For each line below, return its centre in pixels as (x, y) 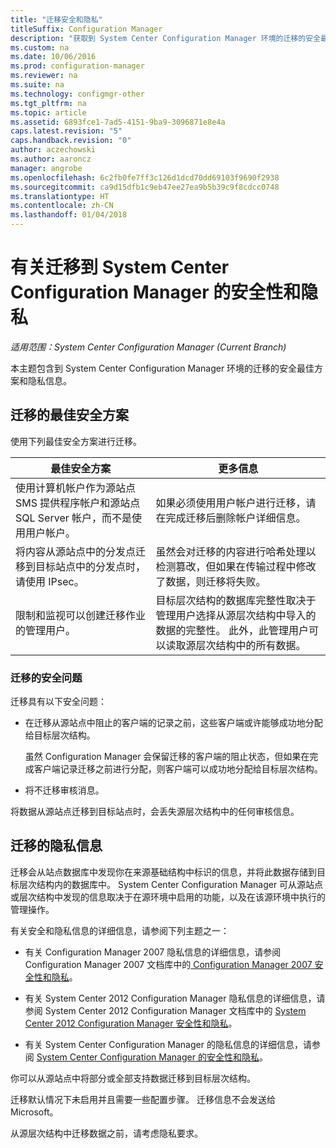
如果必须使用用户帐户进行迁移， (231, 503)
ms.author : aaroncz (51, 159)
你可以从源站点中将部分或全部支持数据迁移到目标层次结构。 (133, 1078)
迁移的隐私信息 (56, 846)
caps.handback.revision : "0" (71, 141)
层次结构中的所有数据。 (251, 645)
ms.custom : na (40, 47)
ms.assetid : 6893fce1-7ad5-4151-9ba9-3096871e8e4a (118, 122)
